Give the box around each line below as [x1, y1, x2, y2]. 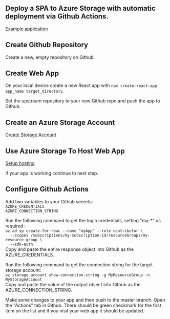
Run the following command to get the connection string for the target [5, 261, 153, 268]
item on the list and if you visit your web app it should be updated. [5, 307, 144, 314]
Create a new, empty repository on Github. [5, 54, 95, 60]
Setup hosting [5, 160, 35, 166]
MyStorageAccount [5, 277, 42, 282]
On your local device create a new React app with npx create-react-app [5, 82, 157, 89]
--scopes [10, 232, 29, 238]
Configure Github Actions [5, 185, 89, 194]
